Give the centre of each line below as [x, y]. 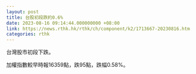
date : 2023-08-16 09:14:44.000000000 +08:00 [63, 23]
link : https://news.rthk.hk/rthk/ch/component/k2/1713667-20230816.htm [98, 29]
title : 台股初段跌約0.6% [35, 17]
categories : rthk [28, 34]
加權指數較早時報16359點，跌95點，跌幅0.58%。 [68, 65]
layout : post [23, 12]
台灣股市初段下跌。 [30, 52]
